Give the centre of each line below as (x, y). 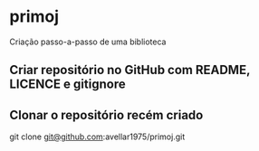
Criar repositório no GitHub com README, (130, 70)
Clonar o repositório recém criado (106, 115)
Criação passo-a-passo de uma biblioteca (88, 42)
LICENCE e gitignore (67, 85)
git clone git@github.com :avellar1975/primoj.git (97, 137)
